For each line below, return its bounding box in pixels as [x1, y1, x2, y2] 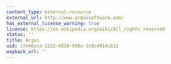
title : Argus [6, 37, 40, 43]
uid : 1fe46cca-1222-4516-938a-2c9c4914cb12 [6, 43, 119, 49]
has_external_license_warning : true [6, 20, 100, 26]
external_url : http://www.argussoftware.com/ [6, 15, 124, 21]
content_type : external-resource [6, 9, 92, 15]
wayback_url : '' [6, 49, 48, 55]
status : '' [6, 32, 34, 38]
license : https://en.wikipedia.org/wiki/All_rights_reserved [6, 26, 166, 32]
